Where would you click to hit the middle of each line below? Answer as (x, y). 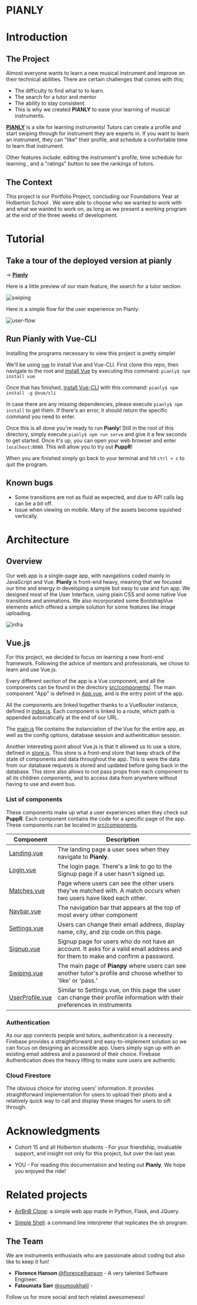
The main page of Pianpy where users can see (122, 966)
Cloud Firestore (29, 1075)
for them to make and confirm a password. (116, 956)
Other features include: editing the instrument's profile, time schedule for (94, 157)
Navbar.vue (25, 911)
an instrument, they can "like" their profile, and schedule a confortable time (97, 140)
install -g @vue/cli (31, 393)
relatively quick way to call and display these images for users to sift (89, 1101)
